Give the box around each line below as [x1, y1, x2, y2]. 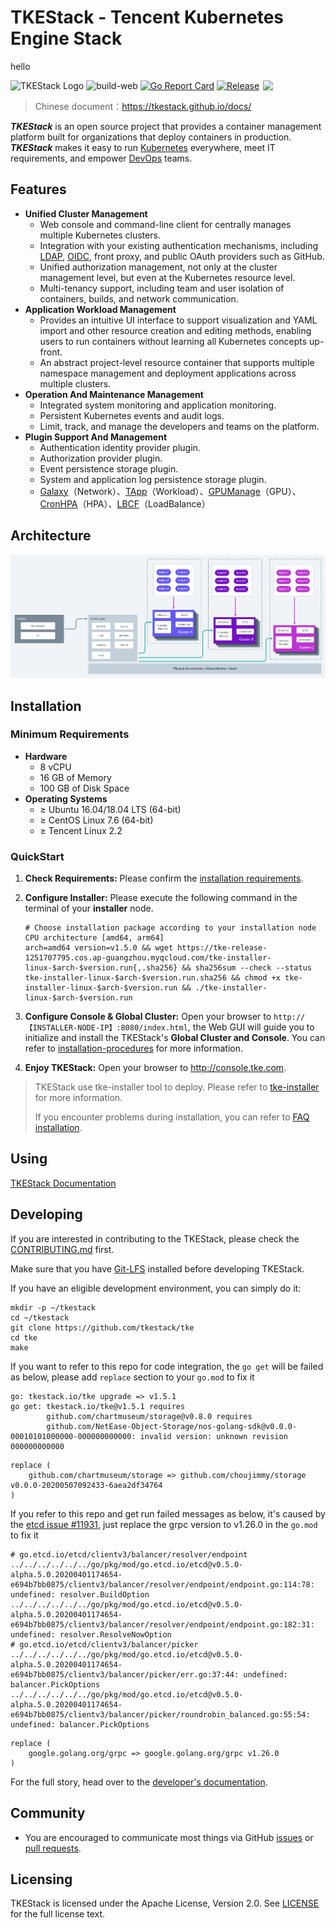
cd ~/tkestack [10, 1312, 70, 1323]
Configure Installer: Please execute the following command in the [24, 892, 298, 904]
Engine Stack [10, 27, 123, 50]
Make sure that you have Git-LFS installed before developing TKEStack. [10, 1262, 305, 1275]
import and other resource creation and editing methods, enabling [39, 324, 312, 336]
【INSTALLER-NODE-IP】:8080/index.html [24, 1023, 188, 1033]
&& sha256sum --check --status [181, 963, 312, 973]
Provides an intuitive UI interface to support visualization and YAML [39, 314, 318, 326]
